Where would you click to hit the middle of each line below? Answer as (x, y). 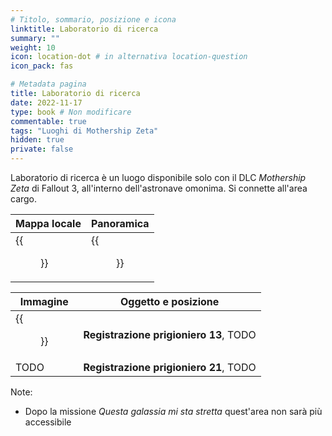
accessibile (48, 422)
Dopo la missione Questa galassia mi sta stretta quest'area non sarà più (173, 411)
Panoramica (120, 223)
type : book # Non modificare (71, 112)
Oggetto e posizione (169, 301)
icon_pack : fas (42, 66)
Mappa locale (48, 223)
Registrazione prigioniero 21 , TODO (170, 367)
